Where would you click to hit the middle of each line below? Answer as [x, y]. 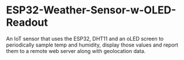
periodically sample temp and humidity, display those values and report [92, 45]
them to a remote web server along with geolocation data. [76, 51]
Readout [27, 22]
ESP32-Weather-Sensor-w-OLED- [91, 10]
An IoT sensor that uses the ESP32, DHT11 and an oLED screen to [85, 38]
